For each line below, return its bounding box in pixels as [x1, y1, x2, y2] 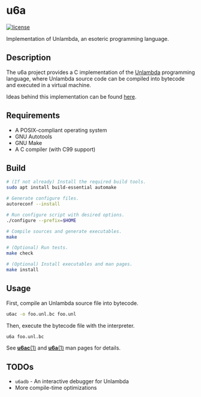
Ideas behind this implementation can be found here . [6, 93, 137, 100]
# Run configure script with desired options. [6, 212, 125, 218]
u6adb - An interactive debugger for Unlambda [14, 378, 129, 385]
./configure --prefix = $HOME [6, 217, 77, 223]
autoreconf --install [6, 201, 61, 207]
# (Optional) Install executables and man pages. [6, 261, 133, 268]
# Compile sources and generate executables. [6, 228, 122, 235]
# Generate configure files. [6, 195, 79, 202]
